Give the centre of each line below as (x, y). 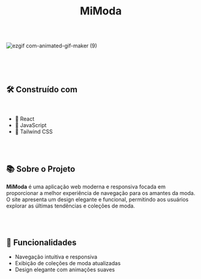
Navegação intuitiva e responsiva (56, 257)
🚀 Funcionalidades (41, 242)
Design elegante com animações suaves (65, 270)
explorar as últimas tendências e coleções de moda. (70, 206)
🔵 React (25, 119)
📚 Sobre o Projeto (41, 169)
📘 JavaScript (31, 125)
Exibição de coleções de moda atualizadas (68, 263)
